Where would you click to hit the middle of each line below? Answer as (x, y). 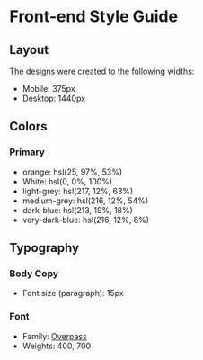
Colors (28, 126)
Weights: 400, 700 (57, 346)
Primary (27, 152)
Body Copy (34, 274)
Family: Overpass (54, 336)
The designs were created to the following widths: (102, 71)
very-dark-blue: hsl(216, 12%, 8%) (86, 220)
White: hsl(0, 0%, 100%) (67, 181)
